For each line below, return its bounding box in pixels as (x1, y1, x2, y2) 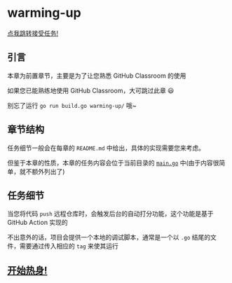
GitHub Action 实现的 (7, 219, 68, 227)
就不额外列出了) (19, 167, 65, 176)
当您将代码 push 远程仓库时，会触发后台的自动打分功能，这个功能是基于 (7, 209, 214, 218)
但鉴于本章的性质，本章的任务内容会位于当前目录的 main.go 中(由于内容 (7, 158, 214, 167)
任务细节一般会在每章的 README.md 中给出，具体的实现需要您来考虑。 (7, 144, 205, 152)
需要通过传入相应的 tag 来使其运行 (19, 242, 119, 250)
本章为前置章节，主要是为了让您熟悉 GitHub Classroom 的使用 (7, 71, 186, 80)
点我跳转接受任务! (7, 29, 59, 37)
